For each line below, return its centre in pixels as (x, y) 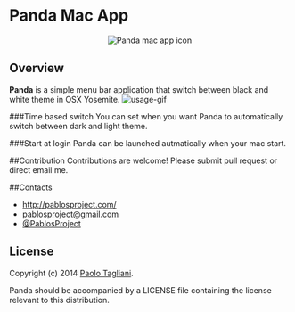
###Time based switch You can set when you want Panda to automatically (146, 116)
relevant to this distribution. (59, 300)
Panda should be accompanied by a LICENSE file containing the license (140, 290)
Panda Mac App (69, 16)
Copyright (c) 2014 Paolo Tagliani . (71, 273)
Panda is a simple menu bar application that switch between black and (139, 89)
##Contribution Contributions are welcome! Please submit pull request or (143, 160)
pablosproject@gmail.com (70, 214)
